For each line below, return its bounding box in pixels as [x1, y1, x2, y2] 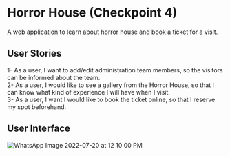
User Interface [7, 123, 71, 135]
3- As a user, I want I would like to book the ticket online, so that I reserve [7, 95, 216, 104]
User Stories [7, 48, 62, 59]
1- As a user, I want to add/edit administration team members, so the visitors [7, 66, 223, 74]
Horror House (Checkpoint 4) [7, 5, 178, 21]
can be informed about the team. [7, 73, 101, 81]
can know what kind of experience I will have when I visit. [7, 88, 171, 96]
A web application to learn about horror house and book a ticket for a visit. [7, 28, 218, 36]
